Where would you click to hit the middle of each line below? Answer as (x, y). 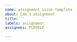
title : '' (15, 19)
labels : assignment (25, 23)
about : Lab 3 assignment (30, 14)
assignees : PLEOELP (25, 28)
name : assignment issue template (39, 10)
